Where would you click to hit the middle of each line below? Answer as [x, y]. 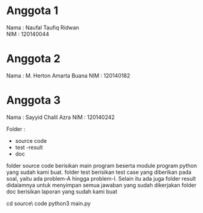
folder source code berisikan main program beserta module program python [102, 165]
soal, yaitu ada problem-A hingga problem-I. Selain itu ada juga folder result [101, 178]
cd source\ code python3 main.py [49, 203]
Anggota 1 [33, 11]
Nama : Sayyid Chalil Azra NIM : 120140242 [61, 117]
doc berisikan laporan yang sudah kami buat [62, 191]
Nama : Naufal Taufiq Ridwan [43, 27]
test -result [29, 147]
